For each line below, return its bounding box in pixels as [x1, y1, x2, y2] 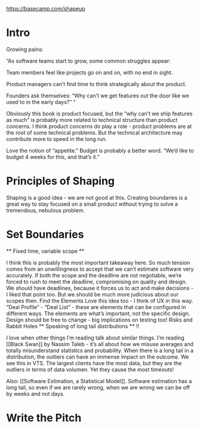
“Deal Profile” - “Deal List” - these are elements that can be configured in [6, 303, 186, 310]
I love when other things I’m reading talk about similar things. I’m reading [6, 334, 185, 341]
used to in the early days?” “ [6, 98, 76, 105]
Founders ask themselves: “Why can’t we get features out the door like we [6, 92, 189, 99]
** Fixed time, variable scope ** [6, 247, 85, 255]
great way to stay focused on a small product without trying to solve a [6, 200, 178, 207]
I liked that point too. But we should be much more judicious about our [6, 291, 179, 298]
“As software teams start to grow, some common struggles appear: [6, 57, 171, 65]
